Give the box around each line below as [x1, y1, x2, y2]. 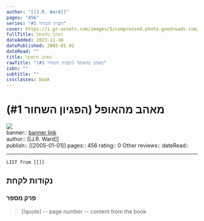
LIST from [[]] [6, 159, 45, 166]
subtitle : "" [6, 71, 39, 77]
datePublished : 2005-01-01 [6, 43, 75, 49]
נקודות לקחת [6, 175, 53, 186]
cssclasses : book [6, 76, 50, 83]
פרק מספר [6, 194, 36, 202]
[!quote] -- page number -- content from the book [21, 208, 147, 215]
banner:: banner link [6, 129, 56, 137]
